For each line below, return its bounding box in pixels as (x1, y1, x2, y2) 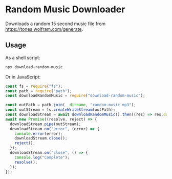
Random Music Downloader (5, 4, 125, 15)
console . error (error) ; (14, 131, 63, 136)
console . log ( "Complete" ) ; (14, 155, 70, 160)
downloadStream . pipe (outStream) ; (10, 122, 81, 127)
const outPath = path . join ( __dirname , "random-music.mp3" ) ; (5, 103, 137, 108)
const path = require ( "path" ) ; (5, 88, 72, 93)
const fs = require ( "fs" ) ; (5, 84, 63, 89)
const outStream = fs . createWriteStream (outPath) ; (5, 107, 116, 112)
